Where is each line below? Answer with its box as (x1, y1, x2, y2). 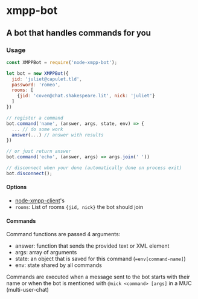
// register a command (6, 115, 63, 121)
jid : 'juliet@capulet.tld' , (11, 76, 83, 82)
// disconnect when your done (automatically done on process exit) (6, 165, 182, 171)
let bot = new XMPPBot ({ (6, 70, 69, 76)
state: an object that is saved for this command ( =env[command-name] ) (14, 255, 186, 263)
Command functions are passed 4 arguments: (6, 231, 121, 238)
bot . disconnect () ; (6, 170, 53, 176)
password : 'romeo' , (11, 82, 61, 88)
